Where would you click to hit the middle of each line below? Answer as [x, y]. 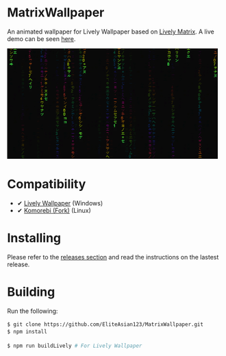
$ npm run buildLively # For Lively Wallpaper [75, 346]
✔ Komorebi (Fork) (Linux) [54, 210]
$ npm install [27, 331]
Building [31, 292]
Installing [34, 238]
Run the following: [33, 311]
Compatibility [47, 185]
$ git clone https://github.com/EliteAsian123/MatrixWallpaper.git [105, 324]
